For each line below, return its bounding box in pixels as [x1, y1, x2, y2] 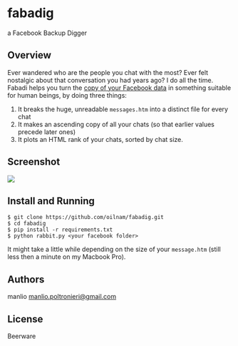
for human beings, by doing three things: [7, 91, 127, 99]
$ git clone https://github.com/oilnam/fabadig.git [7, 214, 164, 221]
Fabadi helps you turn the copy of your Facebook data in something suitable [7, 83, 232, 92]
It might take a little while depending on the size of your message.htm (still [7, 245, 221, 254]
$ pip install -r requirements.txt [7, 226, 113, 233]
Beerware [7, 332, 36, 340]
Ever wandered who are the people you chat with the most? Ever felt [7, 68, 209, 76]
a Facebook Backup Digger [7, 29, 88, 37]
